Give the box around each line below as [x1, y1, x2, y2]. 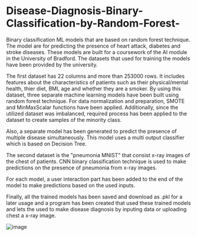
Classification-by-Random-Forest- [6, 16, 180, 30]
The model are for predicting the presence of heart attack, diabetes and [6, 42, 181, 49]
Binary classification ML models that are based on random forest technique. [6, 36, 191, 43]
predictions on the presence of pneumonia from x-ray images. [6, 164, 157, 171]
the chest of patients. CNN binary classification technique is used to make [6, 158, 186, 165]
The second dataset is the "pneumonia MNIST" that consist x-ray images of [6, 151, 191, 158]
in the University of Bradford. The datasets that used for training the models [6, 55, 191, 62]
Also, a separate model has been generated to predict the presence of [6, 128, 177, 135]
